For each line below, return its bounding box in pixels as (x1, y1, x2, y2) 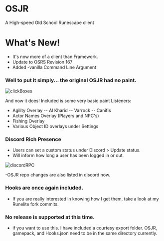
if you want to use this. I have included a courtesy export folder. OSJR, (12, 225, 158, 231)
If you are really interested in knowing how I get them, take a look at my (12, 195, 159, 201)
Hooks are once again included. (5, 184, 84, 191)
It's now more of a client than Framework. (12, 53, 98, 59)
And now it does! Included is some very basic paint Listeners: (5, 98, 131, 104)
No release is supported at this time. (5, 213, 95, 220)
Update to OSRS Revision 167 (12, 58, 73, 65)
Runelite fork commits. (12, 201, 59, 207)
